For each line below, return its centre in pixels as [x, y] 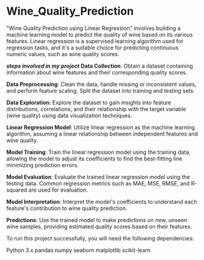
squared [17, 190]
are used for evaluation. [58, 190]
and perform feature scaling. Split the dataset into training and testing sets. [101, 90]
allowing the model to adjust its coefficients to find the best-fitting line [94, 158]
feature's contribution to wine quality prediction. [67, 208]
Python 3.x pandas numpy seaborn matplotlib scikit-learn [78, 250]
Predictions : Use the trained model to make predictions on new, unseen [97, 220]
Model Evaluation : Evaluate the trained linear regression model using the [98, 177]
